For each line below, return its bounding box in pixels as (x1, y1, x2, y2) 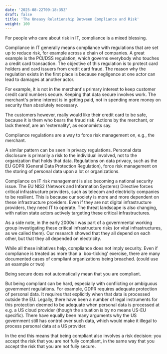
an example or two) (5, 261, 45, 267)
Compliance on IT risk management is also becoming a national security (5, 178, 154, 184)
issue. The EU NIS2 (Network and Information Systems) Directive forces (5, 183, 153, 189)
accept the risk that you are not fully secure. (5, 343, 96, 349)
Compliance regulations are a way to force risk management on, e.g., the (5, 132, 155, 138)
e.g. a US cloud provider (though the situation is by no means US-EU (5, 307, 146, 313)
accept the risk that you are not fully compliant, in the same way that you (5, 338, 155, 344)
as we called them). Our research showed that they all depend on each (5, 230, 151, 236)
